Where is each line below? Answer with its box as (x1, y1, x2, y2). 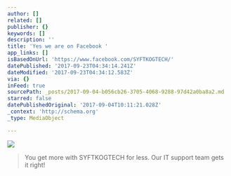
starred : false (7, 95, 52, 102)
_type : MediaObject (7, 114, 65, 121)
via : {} (7, 75, 30, 83)
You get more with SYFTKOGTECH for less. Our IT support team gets (24, 153, 225, 161)
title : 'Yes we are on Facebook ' (7, 43, 109, 50)
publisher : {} (7, 23, 49, 30)
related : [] (7, 17, 42, 24)
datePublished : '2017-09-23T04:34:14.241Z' (7, 62, 137, 69)
